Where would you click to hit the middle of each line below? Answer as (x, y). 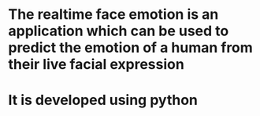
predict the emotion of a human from (131, 48)
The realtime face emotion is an (113, 14)
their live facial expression (97, 65)
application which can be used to (119, 31)
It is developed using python (103, 100)
